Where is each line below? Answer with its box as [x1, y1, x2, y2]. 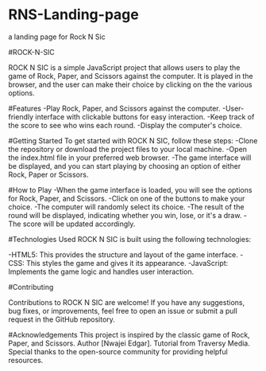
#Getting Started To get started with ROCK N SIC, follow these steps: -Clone [8, 135, 258, 145]
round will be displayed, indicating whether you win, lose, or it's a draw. [8, 210, 242, 220]
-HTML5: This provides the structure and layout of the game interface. [8, 249, 238, 260]
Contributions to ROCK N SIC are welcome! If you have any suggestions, [8, 297, 245, 307]
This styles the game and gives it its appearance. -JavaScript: [26, 258, 229, 268]
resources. [8, 355, 44, 365]
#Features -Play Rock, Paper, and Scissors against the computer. [8, 103, 221, 113]
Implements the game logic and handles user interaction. [8, 267, 195, 276]
